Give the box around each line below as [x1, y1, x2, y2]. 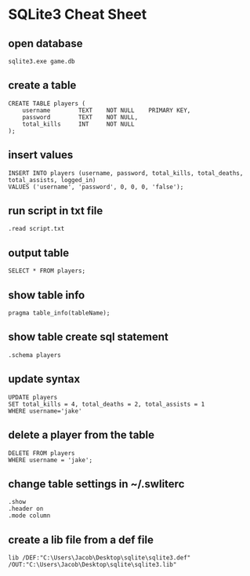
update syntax [8, 373, 81, 386]
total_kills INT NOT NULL [22, 120, 135, 128]
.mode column [8, 512, 51, 519]
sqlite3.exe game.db [8, 57, 76, 65]
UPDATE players [8, 393, 58, 401]
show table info [8, 288, 85, 301]
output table [8, 246, 70, 260]
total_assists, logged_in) [8, 176, 96, 184]
